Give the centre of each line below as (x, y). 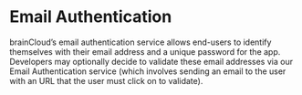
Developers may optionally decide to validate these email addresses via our (151, 61)
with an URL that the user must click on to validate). (106, 80)
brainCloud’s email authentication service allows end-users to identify (141, 42)
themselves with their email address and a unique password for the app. (145, 51)
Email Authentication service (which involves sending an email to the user (148, 71)
